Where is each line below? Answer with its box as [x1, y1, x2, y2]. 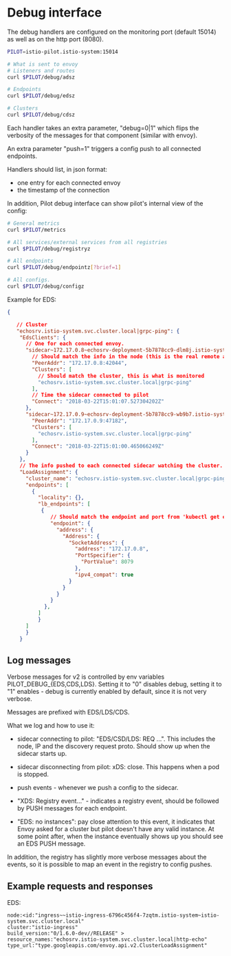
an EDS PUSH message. [16, 839, 86, 848]
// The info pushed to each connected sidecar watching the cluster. [19, 462, 223, 470]
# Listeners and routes [7, 67, 76, 74]
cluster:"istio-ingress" [7, 924, 78, 931]
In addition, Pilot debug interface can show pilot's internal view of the [7, 199, 203, 208]
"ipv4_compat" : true [74, 571, 134, 578]
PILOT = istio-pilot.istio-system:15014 [7, 48, 118, 55]
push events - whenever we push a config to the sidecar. [16, 784, 179, 792]
